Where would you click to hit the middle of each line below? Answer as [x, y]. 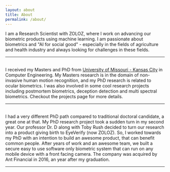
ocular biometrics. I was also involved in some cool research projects [77, 86]
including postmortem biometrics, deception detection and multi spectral [81, 91]
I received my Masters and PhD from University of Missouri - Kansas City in [84, 70]
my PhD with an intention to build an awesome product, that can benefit [80, 138]
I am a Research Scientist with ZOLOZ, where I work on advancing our [78, 34]
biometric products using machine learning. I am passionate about [74, 39]
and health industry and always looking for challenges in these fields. [77, 50]
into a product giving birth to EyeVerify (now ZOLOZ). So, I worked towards [83, 133]
